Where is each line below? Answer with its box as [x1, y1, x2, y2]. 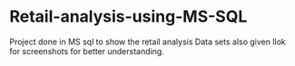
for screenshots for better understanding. [9, 45, 165, 56]
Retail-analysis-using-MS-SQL [9, 6, 248, 27]
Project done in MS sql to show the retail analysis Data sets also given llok [9, 36, 286, 47]
